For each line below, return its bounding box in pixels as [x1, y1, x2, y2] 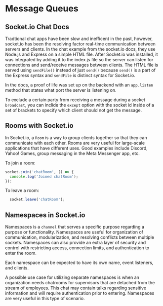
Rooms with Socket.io [5, 121, 74, 130]
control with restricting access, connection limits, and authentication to [5, 245, 150, 251]
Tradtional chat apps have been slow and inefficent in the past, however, [5, 36, 153, 41]
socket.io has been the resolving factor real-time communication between [5, 41, 156, 47]
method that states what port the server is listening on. [5, 87, 117, 93]
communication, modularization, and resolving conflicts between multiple [5, 234, 155, 240]
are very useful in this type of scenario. [5, 296, 85, 302]
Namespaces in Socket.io [5, 211, 85, 219]
